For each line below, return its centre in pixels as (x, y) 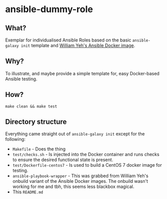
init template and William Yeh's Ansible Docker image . (78, 45)
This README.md (28, 192)
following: (15, 139)
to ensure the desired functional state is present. (63, 160)
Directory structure (36, 122)
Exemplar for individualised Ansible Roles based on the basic (68, 40)
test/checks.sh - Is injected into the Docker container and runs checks (86, 155)
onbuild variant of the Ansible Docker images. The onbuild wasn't (80, 181)
